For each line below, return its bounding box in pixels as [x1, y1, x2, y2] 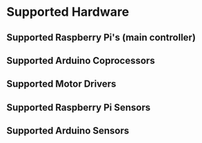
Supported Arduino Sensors [6, 125, 130, 137]
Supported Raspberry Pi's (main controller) [6, 32, 196, 43]
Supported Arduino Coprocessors [6, 54, 156, 66]
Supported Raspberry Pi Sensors [6, 101, 151, 113]
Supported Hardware [6, 4, 130, 20]
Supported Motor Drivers [6, 78, 117, 90]
